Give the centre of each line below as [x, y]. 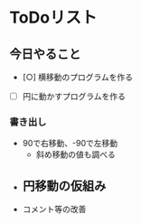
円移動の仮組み [64, 186]
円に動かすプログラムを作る [74, 96]
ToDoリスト [53, 18]
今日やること [45, 54]
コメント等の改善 [54, 209]
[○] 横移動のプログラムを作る [78, 77]
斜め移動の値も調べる [75, 154]
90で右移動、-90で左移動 [70, 144]
